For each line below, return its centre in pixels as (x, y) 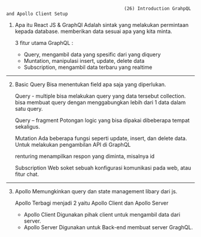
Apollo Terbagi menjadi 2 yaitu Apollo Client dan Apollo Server (92, 203)
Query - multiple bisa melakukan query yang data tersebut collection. (100, 96)
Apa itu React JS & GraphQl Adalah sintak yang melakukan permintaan (102, 25)
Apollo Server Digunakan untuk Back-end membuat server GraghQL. (108, 227)
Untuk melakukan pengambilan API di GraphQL (73, 145)
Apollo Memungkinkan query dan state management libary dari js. (96, 191)
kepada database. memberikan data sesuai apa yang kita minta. (93, 31)
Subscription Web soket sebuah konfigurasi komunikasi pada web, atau (103, 168)
